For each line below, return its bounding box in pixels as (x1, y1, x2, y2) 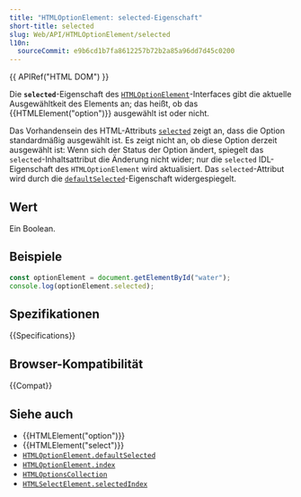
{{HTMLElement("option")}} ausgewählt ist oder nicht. (9, 108, 209, 119)
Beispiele (9, 249, 63, 265)
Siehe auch (9, 406, 74, 421)
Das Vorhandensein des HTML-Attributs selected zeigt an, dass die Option (9, 125, 286, 136)
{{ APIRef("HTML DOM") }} (9, 71, 110, 82)
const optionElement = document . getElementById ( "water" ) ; (9, 273, 231, 282)
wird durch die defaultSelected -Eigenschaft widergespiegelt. (9, 173, 236, 185)
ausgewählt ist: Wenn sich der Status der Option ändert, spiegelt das (9, 145, 264, 156)
